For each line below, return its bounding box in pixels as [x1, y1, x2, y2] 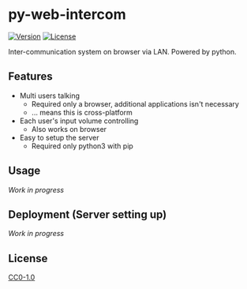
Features [8, 69, 53, 84]
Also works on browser [31, 124, 107, 133]
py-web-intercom [8, 6, 126, 24]
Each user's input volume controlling [19, 116, 139, 126]
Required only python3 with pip [31, 141, 134, 151]
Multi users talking [19, 91, 80, 100]
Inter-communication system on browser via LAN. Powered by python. [8, 47, 237, 56]
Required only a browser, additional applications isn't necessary [31, 99, 239, 108]
